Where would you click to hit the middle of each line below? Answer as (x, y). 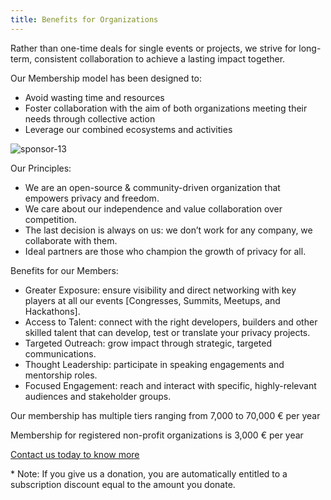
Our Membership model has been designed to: (106, 78)
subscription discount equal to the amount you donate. (123, 484)
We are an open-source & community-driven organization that (152, 187)
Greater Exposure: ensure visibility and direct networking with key (160, 290)
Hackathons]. (52, 311)
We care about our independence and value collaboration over (153, 208)
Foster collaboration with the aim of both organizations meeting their (166, 108)
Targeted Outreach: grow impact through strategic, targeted (148, 343)
